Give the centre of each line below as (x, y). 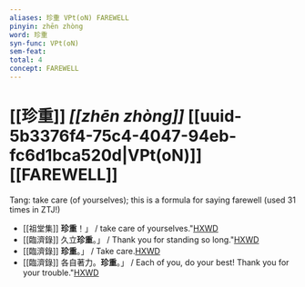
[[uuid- (215, 117)
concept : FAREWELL (44, 69)
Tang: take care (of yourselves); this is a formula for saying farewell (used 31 (152, 200)
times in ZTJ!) (35, 209)
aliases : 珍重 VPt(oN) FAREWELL (69, 18)
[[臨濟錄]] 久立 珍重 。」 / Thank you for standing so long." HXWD (141, 239)
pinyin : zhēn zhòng (46, 26)
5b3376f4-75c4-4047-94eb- (123, 136)
